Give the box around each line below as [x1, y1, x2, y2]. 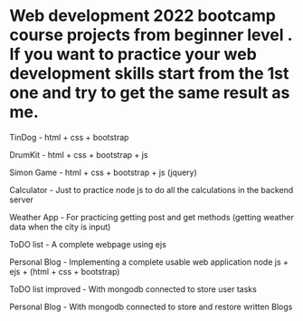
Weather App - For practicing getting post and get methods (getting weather [9, 211, 294, 222]
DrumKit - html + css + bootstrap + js [9, 149, 148, 160]
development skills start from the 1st [9, 63, 289, 84]
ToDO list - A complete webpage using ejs [9, 238, 167, 249]
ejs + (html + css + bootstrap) [9, 266, 120, 277]
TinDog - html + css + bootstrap [9, 131, 129, 142]
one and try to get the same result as [9, 83, 290, 103]
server [9, 194, 34, 205]
